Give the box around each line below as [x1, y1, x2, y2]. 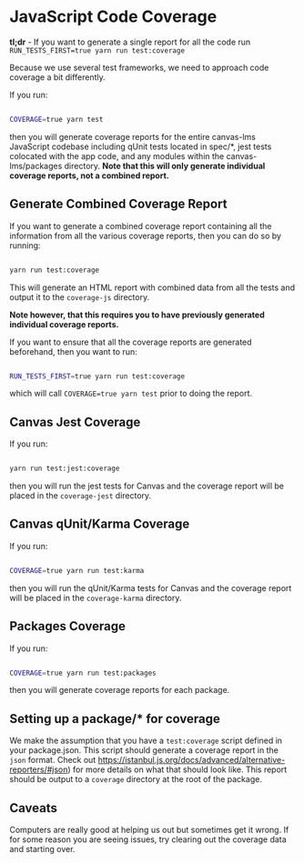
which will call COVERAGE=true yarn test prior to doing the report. [9, 388, 253, 399]
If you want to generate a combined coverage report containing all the [9, 220, 272, 231]
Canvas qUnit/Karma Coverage [9, 517, 190, 532]
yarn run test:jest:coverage [9, 464, 120, 474]
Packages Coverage [9, 618, 126, 634]
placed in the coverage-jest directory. [9, 490, 152, 501]
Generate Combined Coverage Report [9, 196, 228, 212]
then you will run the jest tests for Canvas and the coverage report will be [9, 480, 285, 492]
